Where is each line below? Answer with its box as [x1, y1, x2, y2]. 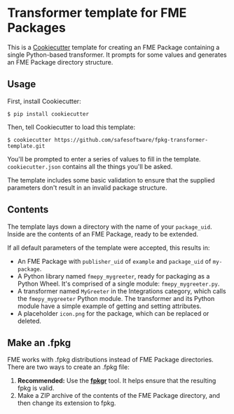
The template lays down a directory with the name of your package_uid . [7, 222, 212, 231]
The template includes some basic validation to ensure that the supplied [7, 175, 215, 184]
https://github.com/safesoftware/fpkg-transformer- [54, 136, 209, 143]
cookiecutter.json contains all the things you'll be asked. [7, 162, 173, 171]
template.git [7, 142, 46, 149]
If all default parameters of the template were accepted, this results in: [7, 243, 210, 252]
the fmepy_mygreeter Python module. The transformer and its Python [17, 294, 215, 302]
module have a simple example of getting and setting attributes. [17, 302, 202, 310]
